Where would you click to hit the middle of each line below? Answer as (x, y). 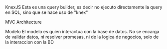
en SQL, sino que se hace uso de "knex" (47, 12)
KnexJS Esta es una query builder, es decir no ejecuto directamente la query (84, 7)
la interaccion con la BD (29, 42)
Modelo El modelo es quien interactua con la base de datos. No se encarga (82, 31)
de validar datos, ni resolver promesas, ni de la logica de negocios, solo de (82, 37)
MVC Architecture (24, 22)
